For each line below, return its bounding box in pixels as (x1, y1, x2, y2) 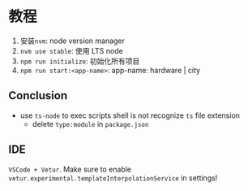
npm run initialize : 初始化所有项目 (19, 56, 140, 66)
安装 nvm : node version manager (19, 36, 126, 46)
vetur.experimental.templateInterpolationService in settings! (8, 172, 218, 183)
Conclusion (8, 89, 68, 102)
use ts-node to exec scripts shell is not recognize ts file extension (19, 111, 241, 120)
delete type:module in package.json (32, 119, 149, 128)
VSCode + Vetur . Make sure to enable (8, 164, 132, 174)
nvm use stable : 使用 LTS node (19, 46, 123, 55)
